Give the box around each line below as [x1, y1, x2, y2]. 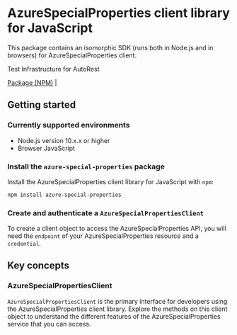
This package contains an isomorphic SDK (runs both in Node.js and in [7, 43, 214, 52]
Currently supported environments [7, 120, 130, 130]
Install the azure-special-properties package [7, 161, 165, 171]
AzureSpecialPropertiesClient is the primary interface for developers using [7, 297, 228, 305]
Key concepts [7, 260, 69, 272]
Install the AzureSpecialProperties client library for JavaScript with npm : [7, 177, 214, 186]
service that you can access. [7, 319, 91, 328]
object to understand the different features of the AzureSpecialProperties [7, 312, 221, 320]
